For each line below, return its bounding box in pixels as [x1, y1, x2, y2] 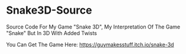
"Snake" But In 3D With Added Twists [6, 29, 97, 36]
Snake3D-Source [6, 4, 93, 17]
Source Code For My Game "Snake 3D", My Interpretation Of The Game [6, 23, 181, 30]
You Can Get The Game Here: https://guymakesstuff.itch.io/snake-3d [6, 41, 174, 48]
